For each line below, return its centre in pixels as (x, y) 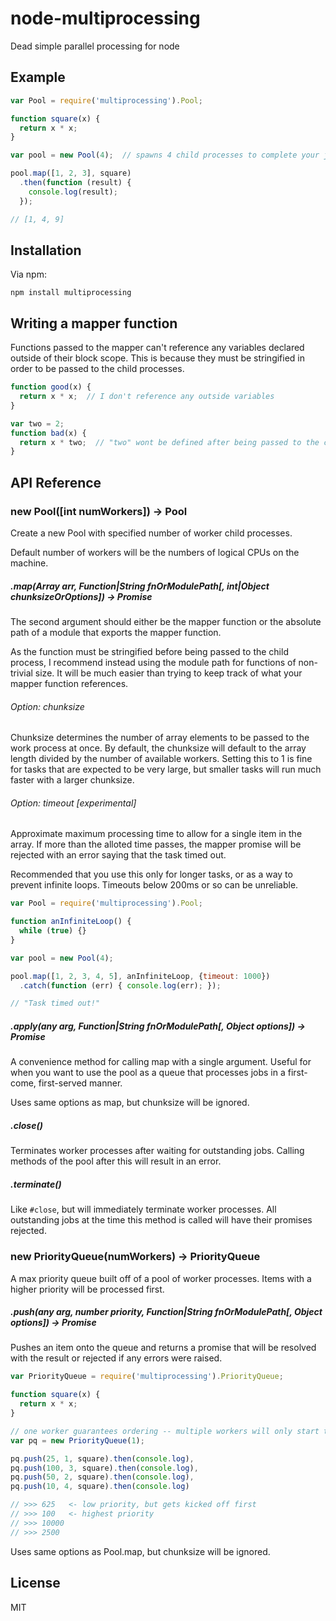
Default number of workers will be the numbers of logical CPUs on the (155, 552)
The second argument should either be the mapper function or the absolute (166, 621)
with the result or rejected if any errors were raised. (116, 1358)
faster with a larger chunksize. (72, 780)
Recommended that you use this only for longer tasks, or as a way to (151, 874)
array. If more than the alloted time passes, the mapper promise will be (156, 844)
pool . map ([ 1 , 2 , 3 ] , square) (71, 173)
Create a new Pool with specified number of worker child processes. (151, 533)
